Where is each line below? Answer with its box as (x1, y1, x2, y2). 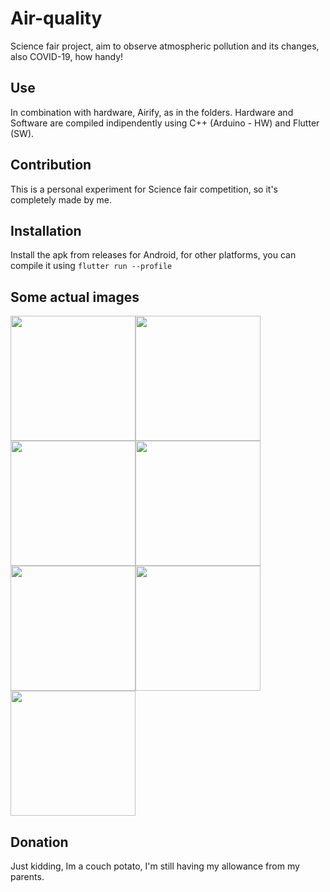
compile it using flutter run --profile (10, 260, 173, 272)
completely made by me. (10, 193, 113, 206)
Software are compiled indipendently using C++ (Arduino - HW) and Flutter (10, 117, 320, 129)
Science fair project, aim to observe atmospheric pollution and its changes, (10, 40, 320, 52)
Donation (10, 833, 69, 851)
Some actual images (10, 288, 140, 306)
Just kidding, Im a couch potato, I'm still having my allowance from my (10, 860, 300, 872)
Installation (10, 222, 82, 239)
